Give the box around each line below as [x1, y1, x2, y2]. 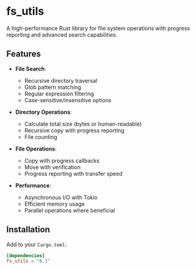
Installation [6, 225, 50, 235]
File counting [24, 133, 58, 140]
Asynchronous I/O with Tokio [24, 193, 98, 201]
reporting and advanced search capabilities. [6, 31, 118, 38]
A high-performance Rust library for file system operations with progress [6, 24, 190, 32]
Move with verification [24, 163, 81, 171]
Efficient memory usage [24, 200, 85, 208]
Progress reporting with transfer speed [24, 170, 123, 177]
